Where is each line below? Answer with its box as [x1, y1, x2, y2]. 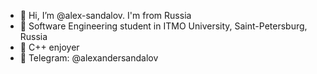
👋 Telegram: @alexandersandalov [19, 52, 159, 64]
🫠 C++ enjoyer [19, 41, 80, 53]
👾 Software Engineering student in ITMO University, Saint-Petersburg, [19, 20, 308, 32]
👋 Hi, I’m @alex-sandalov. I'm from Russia [19, 10, 192, 21]
